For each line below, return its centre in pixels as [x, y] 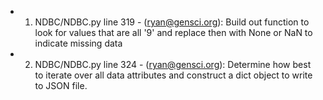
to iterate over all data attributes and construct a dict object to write [173, 75]
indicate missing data [78, 43]
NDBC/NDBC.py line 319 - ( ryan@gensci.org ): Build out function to [172, 22]
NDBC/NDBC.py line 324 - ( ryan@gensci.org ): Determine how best [173, 64]
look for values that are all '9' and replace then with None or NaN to [173, 32]
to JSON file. [61, 85]
